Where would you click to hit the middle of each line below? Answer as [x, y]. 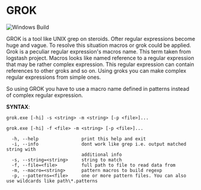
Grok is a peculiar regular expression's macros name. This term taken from [98, 51]
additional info [101, 155]
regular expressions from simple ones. [54, 77]
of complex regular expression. [45, 95]
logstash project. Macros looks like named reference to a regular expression [100, 58]
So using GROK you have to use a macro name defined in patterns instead [98, 88]
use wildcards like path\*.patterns [52, 181]
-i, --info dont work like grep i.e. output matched [99, 144]
